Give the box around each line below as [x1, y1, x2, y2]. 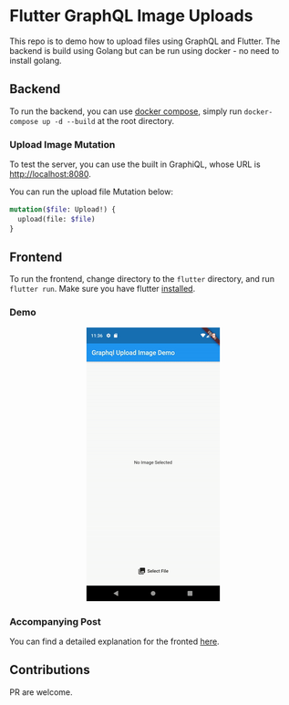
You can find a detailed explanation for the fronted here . [9, 636, 221, 648]
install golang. [9, 55, 62, 66]
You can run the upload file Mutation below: [9, 186, 173, 197]
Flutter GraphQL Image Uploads [9, 5, 253, 26]
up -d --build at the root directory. [42, 115, 175, 126]
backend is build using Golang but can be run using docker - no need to [9, 45, 280, 56]
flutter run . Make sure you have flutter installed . [9, 284, 196, 295]
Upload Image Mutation [9, 138, 116, 150]
